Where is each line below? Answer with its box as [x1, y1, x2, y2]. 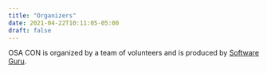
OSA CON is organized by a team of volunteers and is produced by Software [8, 48, 260, 58]
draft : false [8, 26, 52, 34]
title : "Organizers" [8, 11, 77, 20]
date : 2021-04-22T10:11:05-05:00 [8, 19, 120, 27]
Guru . [8, 56, 27, 66]
